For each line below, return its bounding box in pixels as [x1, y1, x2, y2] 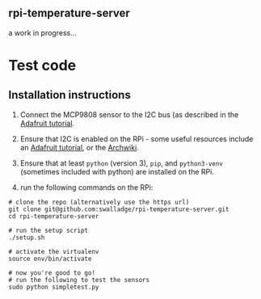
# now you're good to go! [8, 268, 95, 277]
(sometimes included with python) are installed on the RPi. [19, 166, 214, 176]
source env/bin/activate [8, 255, 92, 263]
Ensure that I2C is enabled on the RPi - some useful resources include [19, 133, 254, 144]
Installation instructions [8, 88, 131, 102]
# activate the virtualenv [8, 247, 99, 255]
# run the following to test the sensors [8, 276, 150, 284]
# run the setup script [8, 226, 89, 234]
